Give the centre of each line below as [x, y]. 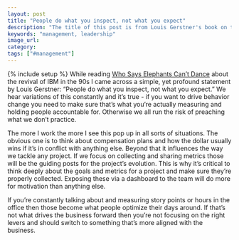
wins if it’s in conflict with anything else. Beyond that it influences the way [115, 148]
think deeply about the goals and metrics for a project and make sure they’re [119, 171]
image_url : [23, 41]
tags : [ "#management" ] [41, 54]
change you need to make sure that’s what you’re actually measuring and [115, 104]
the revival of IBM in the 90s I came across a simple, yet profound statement [119, 81]
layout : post [27, 14]
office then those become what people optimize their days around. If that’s [117, 207]
